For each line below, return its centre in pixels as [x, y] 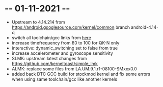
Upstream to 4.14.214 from [38, 22]
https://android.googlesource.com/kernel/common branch [71, 27]
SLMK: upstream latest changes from [49, 58]
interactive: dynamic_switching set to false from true [65, 48]
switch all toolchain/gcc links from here [51, 38]
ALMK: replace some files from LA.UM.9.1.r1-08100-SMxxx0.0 [74, 68]
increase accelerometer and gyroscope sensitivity [62, 53]
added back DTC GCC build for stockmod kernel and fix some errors [81, 74]
